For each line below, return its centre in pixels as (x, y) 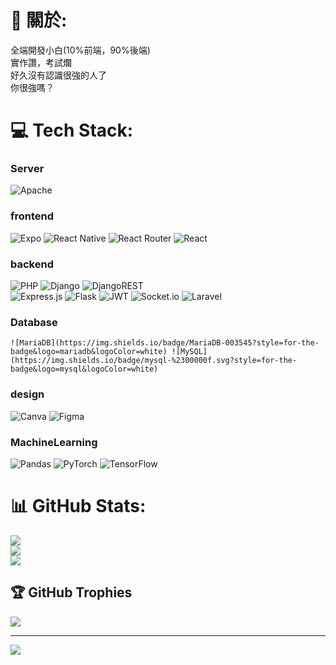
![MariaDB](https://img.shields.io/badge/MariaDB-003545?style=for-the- (165, 343)
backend (32, 264)
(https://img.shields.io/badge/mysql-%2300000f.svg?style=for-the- (154, 361)
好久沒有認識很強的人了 (58, 75)
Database (34, 322)
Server (27, 169)
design (27, 394)
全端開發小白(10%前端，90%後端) (80, 50)
